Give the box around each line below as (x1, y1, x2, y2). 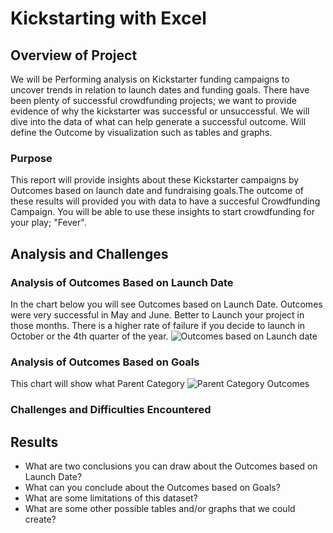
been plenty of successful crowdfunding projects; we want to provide (10, 95, 297, 106)
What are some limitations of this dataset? (24, 492, 198, 504)
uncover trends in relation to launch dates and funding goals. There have (10, 84, 310, 96)
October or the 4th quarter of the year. (10, 330, 169, 342)
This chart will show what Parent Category (10, 378, 185, 390)
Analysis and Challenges (10, 245, 169, 262)
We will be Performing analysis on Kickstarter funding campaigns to (10, 73, 290, 85)
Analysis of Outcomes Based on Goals (10, 355, 200, 369)
